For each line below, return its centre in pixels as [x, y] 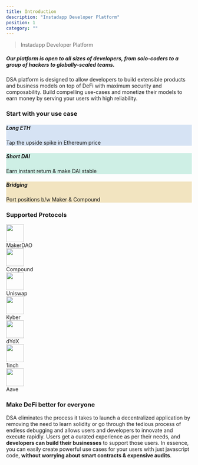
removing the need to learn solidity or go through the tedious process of [94, 424]
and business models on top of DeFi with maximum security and [84, 86]
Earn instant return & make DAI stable [52, 171]
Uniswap [17, 294]
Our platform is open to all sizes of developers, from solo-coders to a [92, 58]
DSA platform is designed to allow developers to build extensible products [96, 80]
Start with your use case [42, 114]
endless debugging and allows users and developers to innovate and [90, 430]
